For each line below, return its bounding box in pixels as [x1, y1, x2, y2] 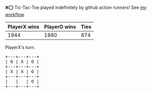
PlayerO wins [44, 23, 76, 30]
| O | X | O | [5, 59, 40, 64]
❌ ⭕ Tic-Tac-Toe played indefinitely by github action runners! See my [5, 4, 147, 10]
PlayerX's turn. [5, 45, 36, 50]
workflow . [5, 12, 25, 17]
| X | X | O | [5, 69, 40, 74]
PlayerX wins [7, 23, 40, 30]
